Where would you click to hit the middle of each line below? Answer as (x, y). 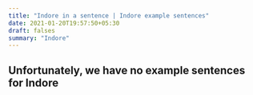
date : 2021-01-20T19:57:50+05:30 (64, 23)
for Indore (33, 83)
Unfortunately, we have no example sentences (127, 70)
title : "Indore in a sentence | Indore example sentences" (109, 16)
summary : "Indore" (39, 38)
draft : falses (32, 30)
